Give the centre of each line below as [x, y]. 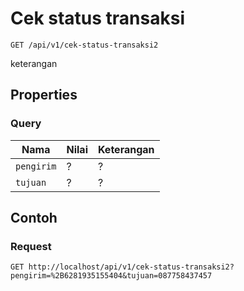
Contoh [34, 218]
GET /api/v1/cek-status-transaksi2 [84, 45]
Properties [44, 95]
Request [31, 246]
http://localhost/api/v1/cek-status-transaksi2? [131, 267]
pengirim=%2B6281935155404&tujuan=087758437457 [111, 276]
